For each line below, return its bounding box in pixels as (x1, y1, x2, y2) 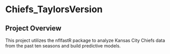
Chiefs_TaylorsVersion (5, 4, 103, 15)
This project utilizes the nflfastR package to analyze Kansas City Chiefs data (5, 37, 165, 43)
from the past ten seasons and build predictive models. (5, 43, 121, 49)
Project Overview (5, 24, 62, 33)
